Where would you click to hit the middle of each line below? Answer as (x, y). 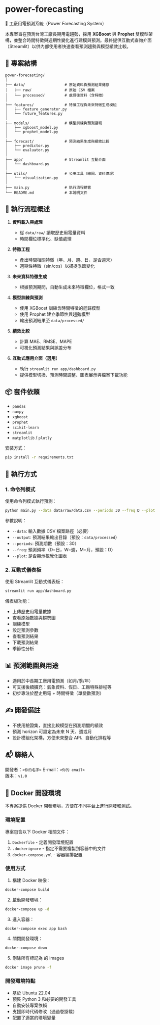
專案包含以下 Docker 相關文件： (37, 831)
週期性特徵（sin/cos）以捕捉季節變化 (57, 266)
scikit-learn (26, 428)
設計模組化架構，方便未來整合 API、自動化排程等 (62, 737)
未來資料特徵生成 (30, 276)
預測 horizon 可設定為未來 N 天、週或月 (52, 732)
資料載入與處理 (27, 222)
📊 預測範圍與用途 (32, 666)
